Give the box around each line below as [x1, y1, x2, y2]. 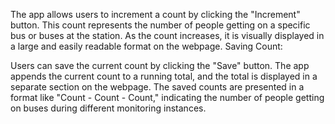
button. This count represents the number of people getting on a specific [10, 19, 311, 31]
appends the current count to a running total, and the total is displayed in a [10, 70, 318, 82]
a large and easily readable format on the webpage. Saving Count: [10, 40, 283, 52]
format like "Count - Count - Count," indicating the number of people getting [10, 92, 325, 103]
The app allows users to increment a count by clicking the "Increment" [10, 9, 301, 20]
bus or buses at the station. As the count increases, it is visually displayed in [10, 30, 325, 41]
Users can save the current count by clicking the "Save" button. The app [10, 60, 310, 71]
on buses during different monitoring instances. [10, 102, 207, 114]
